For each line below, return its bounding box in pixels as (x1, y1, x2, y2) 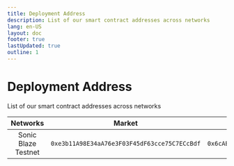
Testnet (15, 147, 40, 157)
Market (114, 118, 138, 128)
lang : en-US (7, 23, 42, 30)
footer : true (7, 36, 45, 43)
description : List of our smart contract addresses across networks (7, 17, 210, 24)
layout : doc (7, 29, 42, 37)
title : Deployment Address (7, 10, 86, 17)
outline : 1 (7, 49, 39, 56)
